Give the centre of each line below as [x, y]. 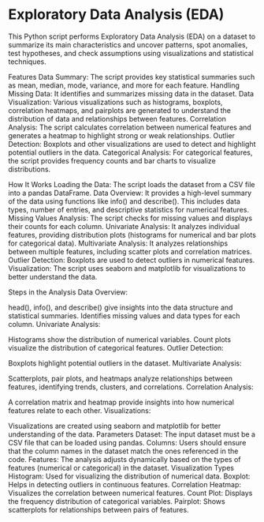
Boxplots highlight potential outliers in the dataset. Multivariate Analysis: [125, 363]
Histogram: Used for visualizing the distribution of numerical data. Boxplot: [129, 476]
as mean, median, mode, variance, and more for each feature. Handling [124, 85]
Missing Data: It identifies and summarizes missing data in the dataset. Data [131, 93]
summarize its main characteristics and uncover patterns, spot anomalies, [128, 44]
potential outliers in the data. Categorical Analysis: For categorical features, [130, 152]
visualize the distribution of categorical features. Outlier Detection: [116, 347]
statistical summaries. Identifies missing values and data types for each [124, 315]
